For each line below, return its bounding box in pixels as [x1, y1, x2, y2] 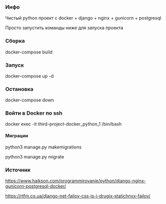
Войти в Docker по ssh [5, 110, 63, 117]
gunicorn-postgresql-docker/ [5, 183, 66, 189]
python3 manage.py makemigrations [5, 144, 82, 150]
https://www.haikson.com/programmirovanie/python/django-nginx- [5, 178, 146, 184]
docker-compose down [5, 97, 54, 103]
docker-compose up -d [5, 73, 54, 79]
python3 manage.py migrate [5, 154, 64, 160]
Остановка [5, 85, 34, 92]
